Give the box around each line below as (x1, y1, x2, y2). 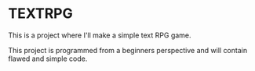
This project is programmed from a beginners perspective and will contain (8, 45, 248, 55)
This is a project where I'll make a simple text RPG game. (8, 30, 191, 40)
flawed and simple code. (8, 54, 88, 63)
